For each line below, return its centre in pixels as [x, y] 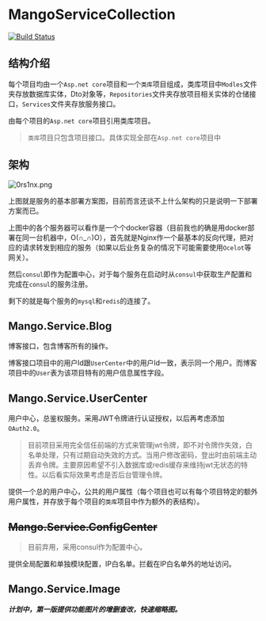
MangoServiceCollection [92, 15]
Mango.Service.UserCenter [78, 398]
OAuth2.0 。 [26, 429]
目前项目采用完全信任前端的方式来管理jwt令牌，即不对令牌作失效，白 [140, 445]
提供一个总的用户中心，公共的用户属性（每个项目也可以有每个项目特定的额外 [133, 492]
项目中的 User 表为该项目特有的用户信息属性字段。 [88, 373]
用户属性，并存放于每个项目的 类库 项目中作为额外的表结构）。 [106, 501]
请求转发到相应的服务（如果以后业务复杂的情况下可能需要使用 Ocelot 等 [137, 247]
